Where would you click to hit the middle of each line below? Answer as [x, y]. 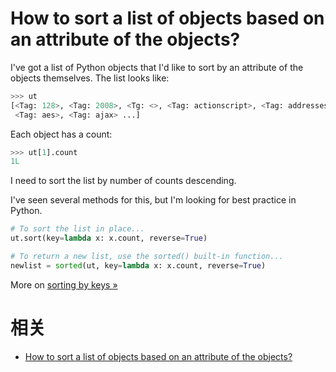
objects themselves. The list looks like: [90, 78]
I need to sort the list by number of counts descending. [123, 181]
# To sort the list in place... [77, 229]
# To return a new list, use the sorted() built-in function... [147, 257]
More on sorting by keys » [64, 284]
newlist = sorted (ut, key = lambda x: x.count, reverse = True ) [138, 265]
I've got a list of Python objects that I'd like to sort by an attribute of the [157, 67]
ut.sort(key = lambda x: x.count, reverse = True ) [109, 238]
